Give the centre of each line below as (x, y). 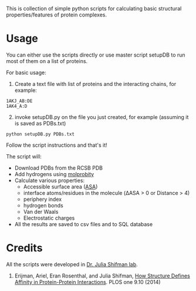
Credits (24, 248)
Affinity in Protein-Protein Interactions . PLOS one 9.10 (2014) (87, 282)
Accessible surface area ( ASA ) (60, 186)
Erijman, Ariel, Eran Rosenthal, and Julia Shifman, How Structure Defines (102, 276)
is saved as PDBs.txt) (40, 123)
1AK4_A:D (17, 106)
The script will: (24, 156)
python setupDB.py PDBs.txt (40, 134)
